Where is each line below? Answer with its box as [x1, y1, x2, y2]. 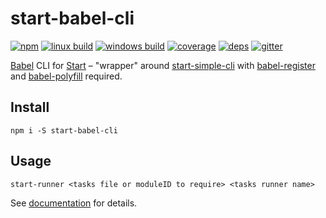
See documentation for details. [10, 197, 138, 209]
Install [10, 99, 50, 116]
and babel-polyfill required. [10, 70, 123, 82]
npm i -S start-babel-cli [10, 125, 118, 136]
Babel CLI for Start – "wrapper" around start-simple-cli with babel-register [10, 59, 316, 71]
